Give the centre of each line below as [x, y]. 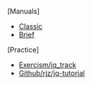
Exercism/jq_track [47, 65]
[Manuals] [23, 11]
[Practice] [23, 50]
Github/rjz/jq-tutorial [52, 73]
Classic [30, 26]
